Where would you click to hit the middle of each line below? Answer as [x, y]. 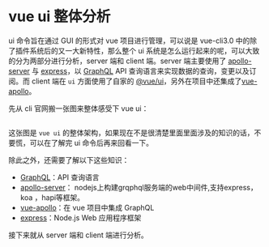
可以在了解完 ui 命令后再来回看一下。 [92, 143]
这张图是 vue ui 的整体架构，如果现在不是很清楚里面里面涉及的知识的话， [131, 132]
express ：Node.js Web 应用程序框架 [81, 217]
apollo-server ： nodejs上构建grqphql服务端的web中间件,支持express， [139, 187]
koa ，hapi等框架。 [52, 197]
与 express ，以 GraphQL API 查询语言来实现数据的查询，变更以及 [141, 70]
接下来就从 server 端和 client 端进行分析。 [78, 235]
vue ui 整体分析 [60, 17]
